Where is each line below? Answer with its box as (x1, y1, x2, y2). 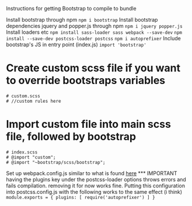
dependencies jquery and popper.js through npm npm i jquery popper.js (6, 23, 183, 29)
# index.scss (6, 149, 38, 155)
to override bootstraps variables (6, 74, 166, 87)
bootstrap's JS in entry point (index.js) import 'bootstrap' (6, 41, 147, 48)
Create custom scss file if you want (6, 61, 181, 75)
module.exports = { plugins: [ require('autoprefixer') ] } (6, 194, 156, 200)
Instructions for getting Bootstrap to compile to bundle (6, 5, 137, 12)
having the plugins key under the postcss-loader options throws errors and (6, 176, 187, 183)
